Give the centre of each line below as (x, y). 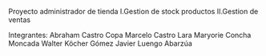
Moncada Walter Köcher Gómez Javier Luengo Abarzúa (100, 43)
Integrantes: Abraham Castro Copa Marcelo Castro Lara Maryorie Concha (130, 35)
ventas (19, 20)
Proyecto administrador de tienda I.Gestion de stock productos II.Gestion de (133, 11)
